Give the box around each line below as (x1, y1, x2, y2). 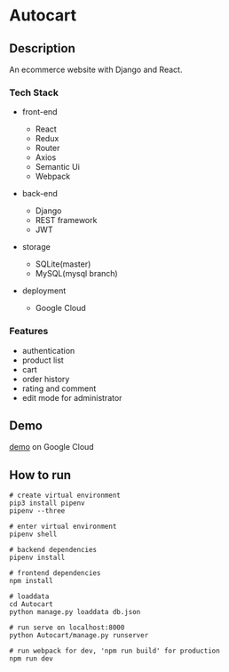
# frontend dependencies (9, 569, 101, 578)
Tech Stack (9, 86, 59, 99)
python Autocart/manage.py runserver (9, 631, 149, 640)
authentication (21, 345, 75, 356)
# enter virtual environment (9, 522, 117, 532)
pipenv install (9, 553, 66, 563)
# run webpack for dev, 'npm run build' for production (9, 646, 220, 656)
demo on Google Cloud (9, 442, 95, 452)
